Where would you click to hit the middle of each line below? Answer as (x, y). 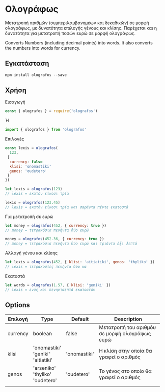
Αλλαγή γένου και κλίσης (31, 253)
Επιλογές (15, 139)
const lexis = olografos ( (31, 148)
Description (128, 319)
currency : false (26, 162)
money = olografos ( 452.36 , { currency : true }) (55, 239)
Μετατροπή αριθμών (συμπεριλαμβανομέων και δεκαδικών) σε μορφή (77, 23)
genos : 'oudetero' (28, 171)
